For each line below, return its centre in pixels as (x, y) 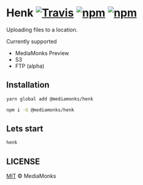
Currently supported (32, 41)
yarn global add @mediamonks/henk (50, 99)
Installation (28, 85)
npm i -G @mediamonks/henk (40, 110)
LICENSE (23, 161)
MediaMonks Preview (42, 53)
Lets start (25, 128)
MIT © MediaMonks (31, 176)
